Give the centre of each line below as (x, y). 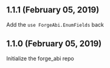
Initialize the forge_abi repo (40, 58)
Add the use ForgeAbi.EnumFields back (55, 24)
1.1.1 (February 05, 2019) (53, 10)
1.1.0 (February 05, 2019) (54, 44)
